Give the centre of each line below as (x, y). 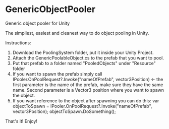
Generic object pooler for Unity (38, 23)
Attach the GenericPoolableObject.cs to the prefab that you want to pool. (88, 58)
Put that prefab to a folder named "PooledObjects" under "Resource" (84, 63)
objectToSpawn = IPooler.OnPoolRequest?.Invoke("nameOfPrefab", (82, 106)
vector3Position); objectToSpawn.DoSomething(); (64, 111)
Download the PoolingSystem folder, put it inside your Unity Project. (83, 52)
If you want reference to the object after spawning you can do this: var (86, 101)
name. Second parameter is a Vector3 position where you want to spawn (88, 90)
